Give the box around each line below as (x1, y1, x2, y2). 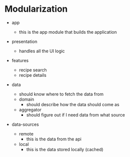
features (11, 57, 29, 63)
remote (19, 131, 34, 136)
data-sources (11, 121, 39, 127)
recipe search (19, 67, 47, 73)
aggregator (19, 107, 42, 112)
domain (19, 96, 35, 102)
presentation (11, 38, 38, 45)
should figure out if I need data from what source (26, 112, 125, 118)
